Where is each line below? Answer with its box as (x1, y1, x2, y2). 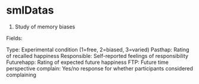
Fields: (6, 34, 23, 41)
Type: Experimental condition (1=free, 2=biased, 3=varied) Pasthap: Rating (6, 46, 189, 53)
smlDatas (6, 4, 54, 17)
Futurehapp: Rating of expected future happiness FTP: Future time (6, 59, 169, 66)
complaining (6, 71, 37, 78)
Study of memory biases (14, 23, 76, 30)
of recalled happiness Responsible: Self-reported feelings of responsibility (6, 52, 189, 59)
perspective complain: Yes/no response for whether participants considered (6, 64, 194, 72)
